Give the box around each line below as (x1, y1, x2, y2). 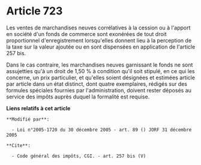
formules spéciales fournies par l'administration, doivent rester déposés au (6, 86, 192, 94)
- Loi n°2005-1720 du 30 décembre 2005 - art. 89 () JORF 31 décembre (11, 127, 192, 133)
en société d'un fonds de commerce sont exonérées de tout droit (6, 30, 167, 37)
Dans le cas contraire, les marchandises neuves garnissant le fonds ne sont (6, 61, 193, 68)
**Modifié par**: (6, 116, 50, 122)
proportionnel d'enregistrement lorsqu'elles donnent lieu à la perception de (6, 37, 192, 44)
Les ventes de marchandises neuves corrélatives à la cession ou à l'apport (6, 24, 191, 31)
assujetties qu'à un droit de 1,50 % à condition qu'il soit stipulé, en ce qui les (6, 67, 195, 74)
